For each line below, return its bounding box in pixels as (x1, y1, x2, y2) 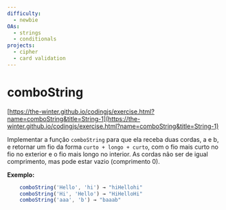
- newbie (13, 17, 38, 23)
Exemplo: (7, 170, 35, 179)
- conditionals (13, 36, 57, 43)
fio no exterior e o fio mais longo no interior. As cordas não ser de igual (7, 149, 208, 158)
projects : (7, 42, 36, 49)
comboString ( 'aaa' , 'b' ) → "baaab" (19, 197, 122, 204)
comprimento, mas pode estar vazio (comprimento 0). (7, 157, 160, 165)
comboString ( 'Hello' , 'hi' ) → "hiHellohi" (19, 184, 143, 191)
